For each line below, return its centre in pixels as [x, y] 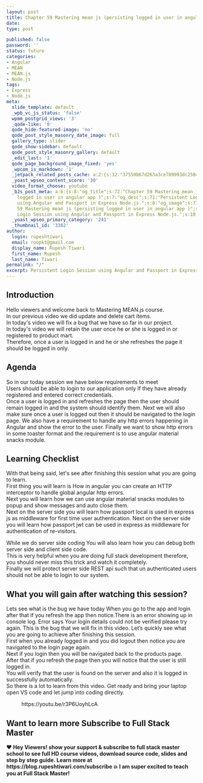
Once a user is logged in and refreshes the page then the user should [93, 401]
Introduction [30, 295]
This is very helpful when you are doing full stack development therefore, [97, 556]
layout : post [23, 12]
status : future [25, 51]
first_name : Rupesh [36, 254]
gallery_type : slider [39, 141]
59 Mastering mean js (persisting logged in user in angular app [101, 209]
